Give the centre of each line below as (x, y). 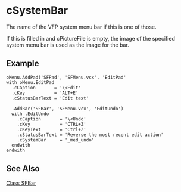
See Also (23, 168)
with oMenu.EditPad (30, 82)
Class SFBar (21, 183)
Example (23, 64)
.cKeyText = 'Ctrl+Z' (52, 129)
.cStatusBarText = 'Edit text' (50, 98)
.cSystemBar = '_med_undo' (56, 140)
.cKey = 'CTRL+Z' (52, 124)
